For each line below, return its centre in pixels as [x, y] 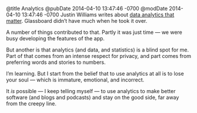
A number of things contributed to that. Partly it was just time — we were [94, 32]
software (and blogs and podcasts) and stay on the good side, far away [93, 97]
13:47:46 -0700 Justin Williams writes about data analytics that [98, 15]
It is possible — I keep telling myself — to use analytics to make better [91, 91]
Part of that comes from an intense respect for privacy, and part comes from [99, 56]
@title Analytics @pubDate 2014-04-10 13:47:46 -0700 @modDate [87, 8]
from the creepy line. [31, 104]
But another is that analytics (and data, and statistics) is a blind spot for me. [98, 50]
